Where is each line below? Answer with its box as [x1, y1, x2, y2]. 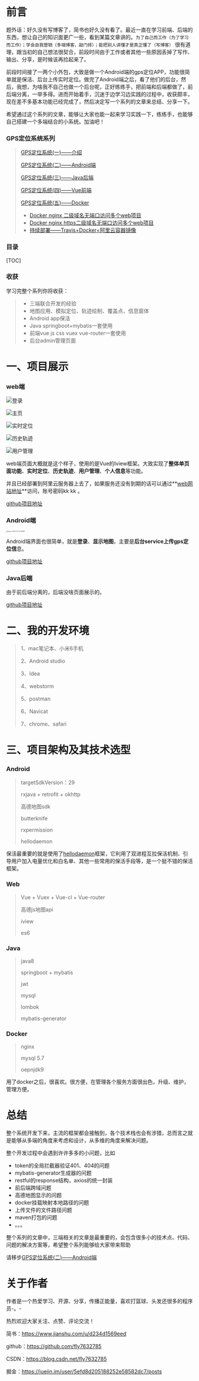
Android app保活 [29, 315, 70, 322]
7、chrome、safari [20, 720, 67, 727]
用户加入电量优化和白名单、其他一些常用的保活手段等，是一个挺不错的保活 [11, 858, 193, 865]
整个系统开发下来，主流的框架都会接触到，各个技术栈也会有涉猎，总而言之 [6, 1130, 188, 1137]
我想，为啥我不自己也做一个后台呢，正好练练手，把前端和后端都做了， [16, 83, 188, 90]
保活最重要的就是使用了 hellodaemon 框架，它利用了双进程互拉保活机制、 [6, 850, 184, 857]
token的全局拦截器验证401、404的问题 [14, 1162, 110, 1169]
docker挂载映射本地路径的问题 [14, 1199, 89, 1206]
